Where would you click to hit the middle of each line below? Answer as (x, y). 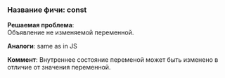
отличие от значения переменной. (59, 67)
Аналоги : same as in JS (42, 46)
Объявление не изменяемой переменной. (71, 32)
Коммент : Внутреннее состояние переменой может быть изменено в (113, 60)
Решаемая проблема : (41, 25)
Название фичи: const (47, 10)
